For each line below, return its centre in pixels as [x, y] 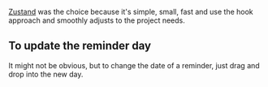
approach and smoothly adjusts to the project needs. [97, 20]
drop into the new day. [46, 74]
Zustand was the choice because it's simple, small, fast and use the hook [131, 12]
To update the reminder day [80, 46]
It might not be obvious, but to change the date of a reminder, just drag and [134, 65]
